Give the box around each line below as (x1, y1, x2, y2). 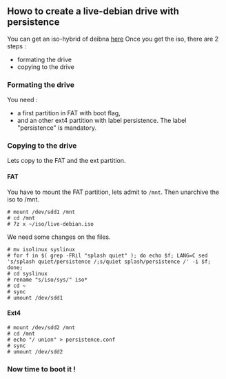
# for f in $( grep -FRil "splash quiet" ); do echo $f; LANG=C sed (7, 252, 208, 259)
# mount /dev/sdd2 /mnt (7, 324, 76, 331)
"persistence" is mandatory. (17, 124, 96, 132)
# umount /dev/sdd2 (7, 348, 63, 355)
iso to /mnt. (7, 195, 40, 203)
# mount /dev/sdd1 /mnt (7, 208, 76, 215)
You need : (7, 96, 38, 104)
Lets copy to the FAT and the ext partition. (7, 157, 126, 165)
